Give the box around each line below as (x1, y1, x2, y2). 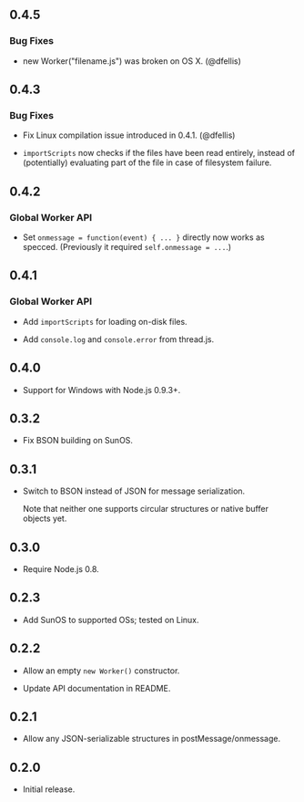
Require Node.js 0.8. (22, 564, 100, 574)
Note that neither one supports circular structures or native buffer (22, 504, 269, 515)
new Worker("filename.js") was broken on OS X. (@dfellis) (22, 55, 241, 67)
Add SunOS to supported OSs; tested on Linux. (22, 614, 199, 625)
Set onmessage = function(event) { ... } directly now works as (22, 232, 266, 243)
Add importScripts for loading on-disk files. (22, 316, 188, 327)
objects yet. (22, 513, 67, 524)
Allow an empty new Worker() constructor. (22, 665, 180, 676)
